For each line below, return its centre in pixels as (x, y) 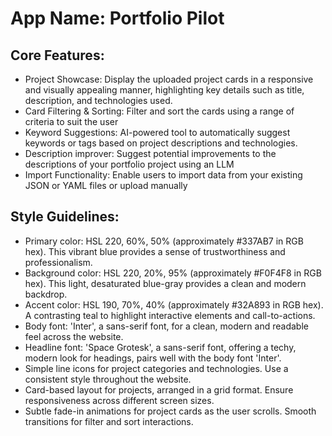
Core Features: (57, 55)
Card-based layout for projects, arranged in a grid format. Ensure (159, 389)
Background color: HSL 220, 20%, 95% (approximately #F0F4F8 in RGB (173, 273)
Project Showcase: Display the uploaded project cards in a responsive (169, 79)
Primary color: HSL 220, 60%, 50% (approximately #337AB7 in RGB (164, 241)
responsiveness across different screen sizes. (119, 400)
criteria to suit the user (71, 121)
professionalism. (58, 262)
